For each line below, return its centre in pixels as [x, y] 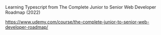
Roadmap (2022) [23, 12]
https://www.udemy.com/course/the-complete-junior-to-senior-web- [77, 22]
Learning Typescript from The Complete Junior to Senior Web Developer [81, 7]
